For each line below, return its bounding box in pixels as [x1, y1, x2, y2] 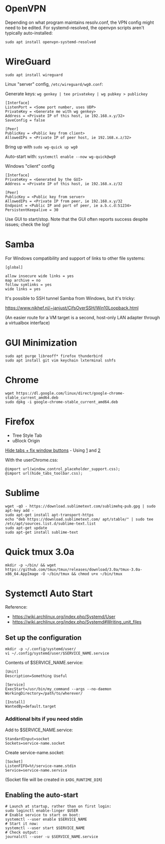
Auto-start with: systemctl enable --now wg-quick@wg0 [5, 153, 116, 159]
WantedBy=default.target [5, 704, 56, 709]
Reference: [5, 604, 28, 610]
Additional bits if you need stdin [5, 715, 83, 722]
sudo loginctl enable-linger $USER [5, 808, 79, 813]
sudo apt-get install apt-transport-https [5, 512, 94, 517]
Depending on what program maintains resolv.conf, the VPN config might [5, 19, 154, 25]
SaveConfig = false [5, 118, 45, 123]
